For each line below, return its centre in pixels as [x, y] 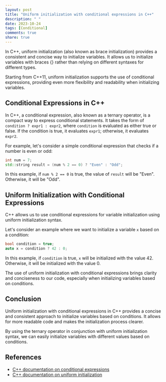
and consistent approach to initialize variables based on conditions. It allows [83, 316]
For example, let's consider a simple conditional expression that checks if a [82, 146]
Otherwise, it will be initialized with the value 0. [53, 263]
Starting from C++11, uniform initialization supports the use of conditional [80, 77]
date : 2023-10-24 [23, 24]
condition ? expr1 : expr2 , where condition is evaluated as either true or [81, 126]
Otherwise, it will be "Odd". [33, 180]
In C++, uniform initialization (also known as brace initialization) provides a [81, 51]
